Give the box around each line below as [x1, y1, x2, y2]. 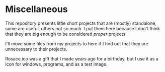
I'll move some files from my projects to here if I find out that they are [5, 40, 148, 46]
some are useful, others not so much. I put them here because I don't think [5, 25, 160, 31]
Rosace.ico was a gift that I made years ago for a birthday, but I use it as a [5, 55, 158, 61]
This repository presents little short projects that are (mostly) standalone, [5, 20, 157, 26]
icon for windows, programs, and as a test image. [5, 61, 108, 67]
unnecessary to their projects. [5, 46, 67, 52]
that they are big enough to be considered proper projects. [5, 31, 127, 37]
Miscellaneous [5, 4, 68, 15]
